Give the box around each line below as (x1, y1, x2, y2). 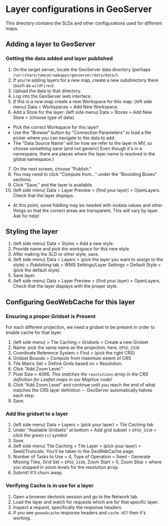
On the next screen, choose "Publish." (12, 165, 91, 171)
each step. (12, 393, 35, 399)
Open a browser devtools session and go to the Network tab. (12, 493, 139, 499)
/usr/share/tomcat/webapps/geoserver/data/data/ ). (12, 72, 119, 78)
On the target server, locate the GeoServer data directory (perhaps (12, 66, 151, 72)
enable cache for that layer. (5, 329, 62, 335)
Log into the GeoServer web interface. (12, 93, 92, 99)
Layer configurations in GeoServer (5, 4, 152, 15)
